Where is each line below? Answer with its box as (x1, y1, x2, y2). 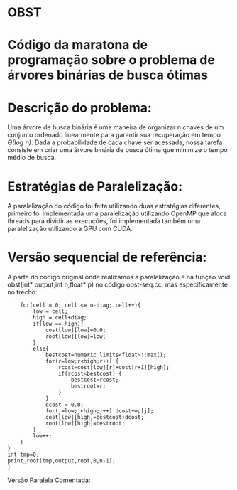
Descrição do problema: (7, 100, 153, 116)
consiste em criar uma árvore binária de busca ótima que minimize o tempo (7, 146, 228, 154)
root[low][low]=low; (45, 333, 106, 340)
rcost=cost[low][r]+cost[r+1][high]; (57, 364, 170, 371)
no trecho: (7, 288, 38, 297)
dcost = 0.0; (45, 401, 84, 409)
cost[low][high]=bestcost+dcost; (45, 414, 144, 421)
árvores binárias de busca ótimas (7, 67, 208, 83)
